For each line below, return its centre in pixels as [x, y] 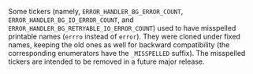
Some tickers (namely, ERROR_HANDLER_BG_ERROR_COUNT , [96, 11]
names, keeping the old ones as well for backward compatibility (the [119, 45]
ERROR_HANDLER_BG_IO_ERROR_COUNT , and [71, 20]
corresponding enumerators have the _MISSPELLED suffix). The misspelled [127, 53]
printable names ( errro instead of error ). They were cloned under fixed [124, 36]
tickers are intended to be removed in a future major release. [106, 61]
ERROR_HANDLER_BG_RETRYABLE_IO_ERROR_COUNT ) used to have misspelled [122, 28]
